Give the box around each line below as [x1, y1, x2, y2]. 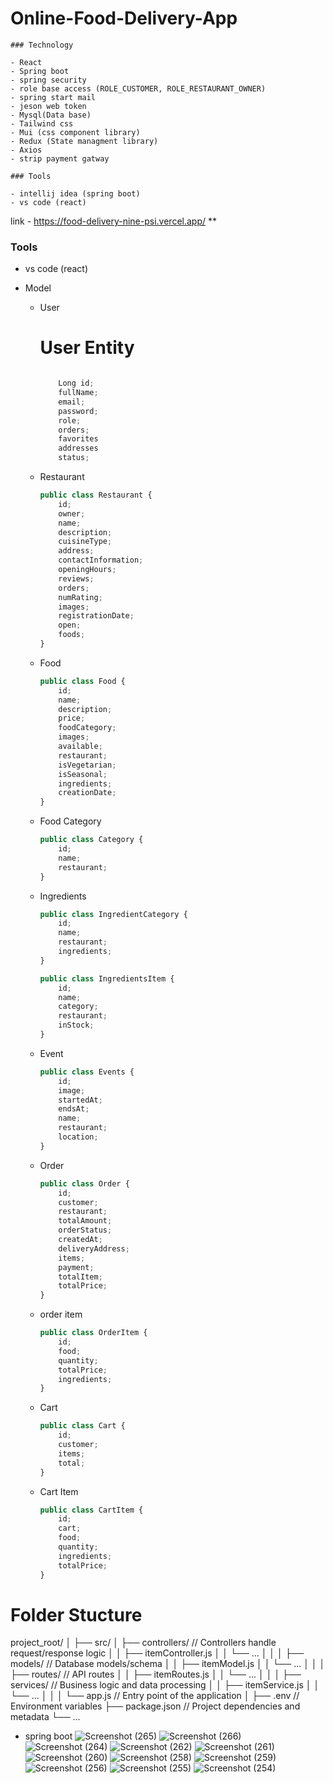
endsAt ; [58, 1104, 90, 1114]
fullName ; [58, 388, 99, 398]
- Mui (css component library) [10, 127, 141, 137]
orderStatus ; [58, 1225, 113, 1236]
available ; [58, 742, 103, 752]
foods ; [58, 630, 86, 640]
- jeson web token [10, 101, 87, 111]
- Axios [10, 145, 43, 155]
